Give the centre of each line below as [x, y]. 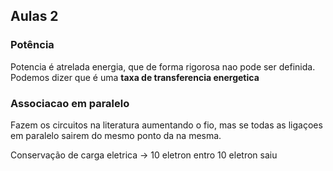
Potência [32, 45]
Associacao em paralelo [70, 103]
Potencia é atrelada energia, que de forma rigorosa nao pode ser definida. [163, 66]
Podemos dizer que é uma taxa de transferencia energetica [135, 77]
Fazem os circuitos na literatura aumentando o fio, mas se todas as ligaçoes [166, 125]
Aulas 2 [34, 16]
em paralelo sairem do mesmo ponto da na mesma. [116, 135]
